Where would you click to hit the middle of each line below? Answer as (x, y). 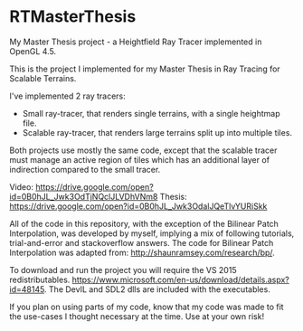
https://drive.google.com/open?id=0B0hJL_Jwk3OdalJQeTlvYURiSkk (138, 206)
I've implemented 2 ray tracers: (68, 96)
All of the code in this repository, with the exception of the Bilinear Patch (144, 223)
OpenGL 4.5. (33, 51)
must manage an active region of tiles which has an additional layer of (139, 159)
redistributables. (40, 279)
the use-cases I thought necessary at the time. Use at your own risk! (137, 316)
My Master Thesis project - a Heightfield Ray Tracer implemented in (136, 42)
